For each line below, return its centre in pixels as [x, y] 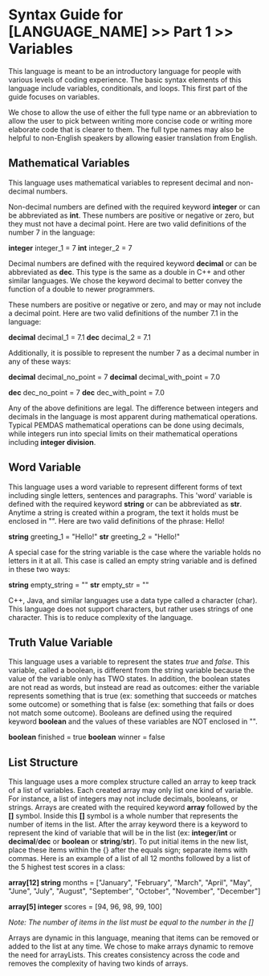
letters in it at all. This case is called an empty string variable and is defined [132, 561]
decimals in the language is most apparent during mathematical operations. [133, 416]
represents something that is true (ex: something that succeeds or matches [132, 696]
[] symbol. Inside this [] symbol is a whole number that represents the [123, 816]
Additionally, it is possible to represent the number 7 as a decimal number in [134, 353]
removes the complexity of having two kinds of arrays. [98, 964]
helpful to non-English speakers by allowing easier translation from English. [133, 137]
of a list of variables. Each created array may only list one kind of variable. [131, 790]
